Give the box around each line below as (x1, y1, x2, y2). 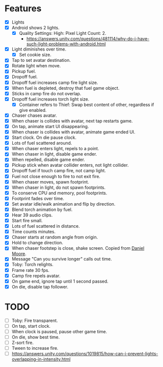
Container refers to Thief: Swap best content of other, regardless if (19, 102, 154, 107)
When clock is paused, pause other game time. (11, 328, 108, 334)
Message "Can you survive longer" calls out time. (11, 256, 112, 262)
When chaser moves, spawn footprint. (11, 179, 89, 184)
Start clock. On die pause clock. (11, 134, 77, 140)
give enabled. (19, 107, 47, 113)
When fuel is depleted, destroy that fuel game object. (11, 85, 120, 91)
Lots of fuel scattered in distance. (11, 223, 80, 229)
